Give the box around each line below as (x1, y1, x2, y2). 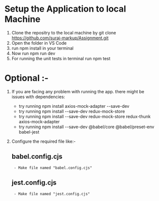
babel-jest (18, 129, 40, 134)
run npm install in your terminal (11, 45, 74, 51)
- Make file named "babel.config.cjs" (14, 165, 93, 170)
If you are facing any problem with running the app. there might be (11, 88, 144, 94)
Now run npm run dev (11, 50, 55, 56)
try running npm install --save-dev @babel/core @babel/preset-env (18, 124, 155, 130)
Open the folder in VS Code (11, 40, 67, 46)
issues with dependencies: (11, 94, 65, 100)
